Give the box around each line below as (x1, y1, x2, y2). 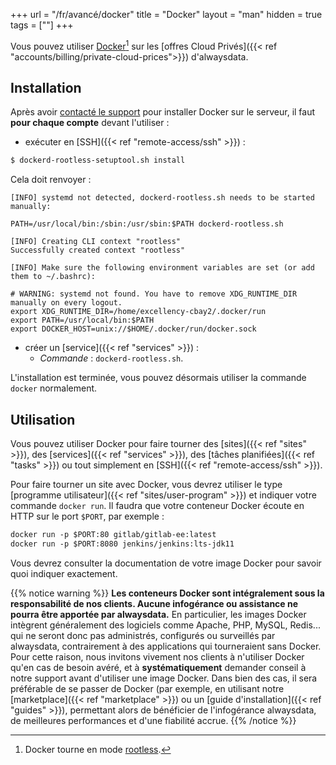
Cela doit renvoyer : (10, 174, 92, 186)
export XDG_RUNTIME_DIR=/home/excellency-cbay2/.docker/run (10, 307, 267, 317)
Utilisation (10, 411, 76, 428)
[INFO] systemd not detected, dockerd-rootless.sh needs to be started (10, 193, 315, 203)
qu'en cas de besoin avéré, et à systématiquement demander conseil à (10, 661, 307, 673)
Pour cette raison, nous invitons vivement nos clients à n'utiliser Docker (10, 650, 305, 663)
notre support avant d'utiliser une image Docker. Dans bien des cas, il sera (10, 672, 318, 684)
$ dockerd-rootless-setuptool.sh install (10, 155, 186, 166)
